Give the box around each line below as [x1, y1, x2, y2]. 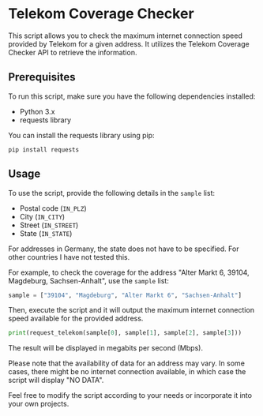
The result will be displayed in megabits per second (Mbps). [8, 343, 204, 353]
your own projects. [8, 399, 70, 409]
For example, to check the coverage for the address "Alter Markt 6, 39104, [8, 268, 250, 277]
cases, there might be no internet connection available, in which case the [8, 367, 246, 377]
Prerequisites [8, 70, 76, 84]
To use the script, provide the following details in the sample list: [8, 188, 216, 197]
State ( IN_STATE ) [19, 228, 73, 238]
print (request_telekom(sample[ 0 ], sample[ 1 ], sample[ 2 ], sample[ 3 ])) [8, 329, 242, 337]
